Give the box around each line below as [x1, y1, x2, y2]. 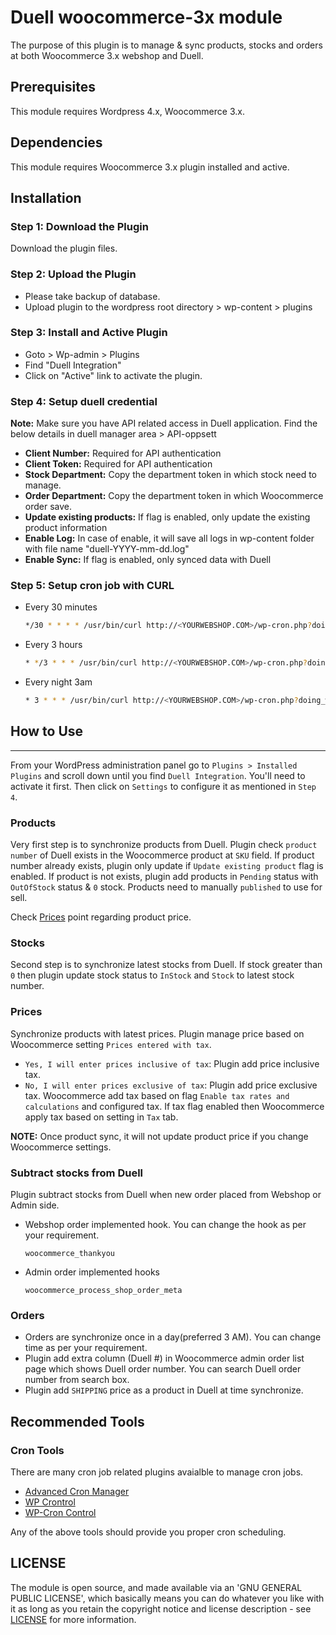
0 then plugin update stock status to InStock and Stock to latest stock [10, 969, 295, 981]
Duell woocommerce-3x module [10, 6, 283, 29]
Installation [10, 189, 82, 206]
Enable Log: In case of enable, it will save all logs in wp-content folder [24, 532, 315, 545]
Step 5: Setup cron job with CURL [10, 579, 175, 593]
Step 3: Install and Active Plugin [10, 326, 168, 340]
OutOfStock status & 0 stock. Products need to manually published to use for [10, 881, 323, 893]
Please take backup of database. [24, 290, 161, 302]
